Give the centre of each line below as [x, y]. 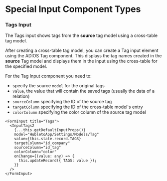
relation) [21, 96]
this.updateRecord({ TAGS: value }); [58, 161]
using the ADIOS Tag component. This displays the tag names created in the [83, 56]
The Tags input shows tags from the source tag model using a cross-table [82, 35]
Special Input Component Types [73, 9]
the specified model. [26, 66]
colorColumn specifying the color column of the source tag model [79, 112]
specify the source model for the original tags [58, 86]
